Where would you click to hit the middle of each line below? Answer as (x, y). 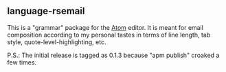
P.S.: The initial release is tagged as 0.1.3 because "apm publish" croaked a (113, 55)
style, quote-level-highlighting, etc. (57, 42)
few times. (22, 62)
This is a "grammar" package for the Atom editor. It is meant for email (105, 27)
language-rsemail (46, 11)
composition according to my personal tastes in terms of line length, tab (109, 35)
